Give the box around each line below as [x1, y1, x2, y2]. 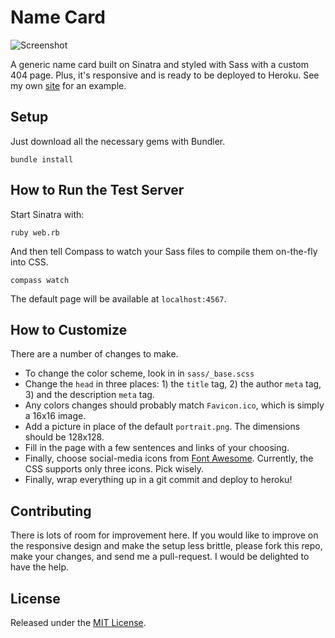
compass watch [10, 275, 70, 285]
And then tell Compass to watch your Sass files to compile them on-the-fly [10, 245, 318, 257]
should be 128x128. [24, 431, 105, 443]
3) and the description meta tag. [24, 389, 155, 401]
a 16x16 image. [24, 410, 87, 422]
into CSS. [10, 256, 49, 268]
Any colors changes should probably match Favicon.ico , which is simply [24, 399, 325, 411]
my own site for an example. [10, 79, 127, 91]
